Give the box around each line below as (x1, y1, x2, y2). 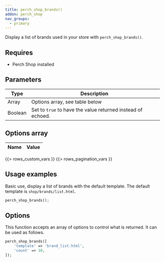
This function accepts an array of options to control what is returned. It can (5, 224, 157, 230)
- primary (9, 21, 29, 26)
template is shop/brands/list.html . (5, 188, 76, 194)
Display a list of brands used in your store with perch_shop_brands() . (5, 34, 143, 40)
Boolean (7, 109, 27, 116)
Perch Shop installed (12, 62, 55, 68)
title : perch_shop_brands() (5, 7, 63, 12)
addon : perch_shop (5, 12, 43, 17)
